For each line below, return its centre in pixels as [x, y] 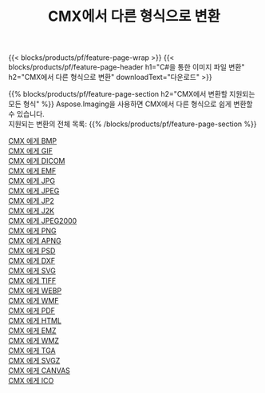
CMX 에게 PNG [32, 231]
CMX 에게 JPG [32, 181]
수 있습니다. [27, 114]
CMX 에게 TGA [32, 351]
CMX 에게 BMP [33, 141]
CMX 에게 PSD [32, 251]
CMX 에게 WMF [34, 301]
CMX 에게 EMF [32, 171]
